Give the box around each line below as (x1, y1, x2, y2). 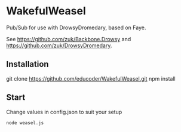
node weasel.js (6, 119, 44, 126)
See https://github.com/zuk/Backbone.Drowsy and (6, 35, 131, 42)
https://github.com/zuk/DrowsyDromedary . (6, 42, 112, 49)
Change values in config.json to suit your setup (6, 108, 122, 115)
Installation (6, 59, 49, 69)
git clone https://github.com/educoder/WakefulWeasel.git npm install (6, 75, 176, 82)
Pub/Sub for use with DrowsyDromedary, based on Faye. (6, 24, 146, 31)
